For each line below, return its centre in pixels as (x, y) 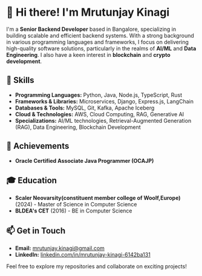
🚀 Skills (20, 80)
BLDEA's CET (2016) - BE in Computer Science (73, 211)
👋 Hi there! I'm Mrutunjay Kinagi (88, 12)
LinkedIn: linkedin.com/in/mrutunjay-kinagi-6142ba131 (83, 255)
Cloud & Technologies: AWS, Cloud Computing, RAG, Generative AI (99, 114)
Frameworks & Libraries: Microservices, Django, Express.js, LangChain (104, 101)
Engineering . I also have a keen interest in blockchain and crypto (88, 54)
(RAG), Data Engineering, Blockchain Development (78, 127)
